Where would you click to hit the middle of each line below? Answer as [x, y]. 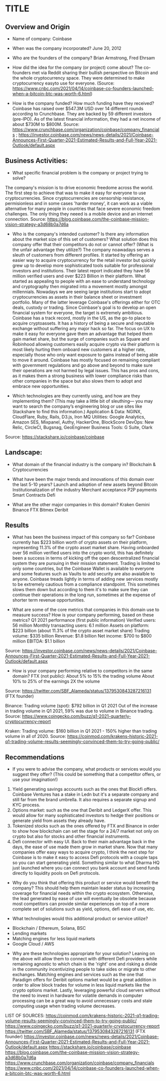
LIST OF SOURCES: [25, 1016]
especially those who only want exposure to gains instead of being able [85, 354]
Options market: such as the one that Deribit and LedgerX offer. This [82, 810]
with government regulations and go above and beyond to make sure [83, 365]
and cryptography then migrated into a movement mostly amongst [80, 286]
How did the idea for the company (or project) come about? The [77, 67]
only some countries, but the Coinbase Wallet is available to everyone [83, 568]
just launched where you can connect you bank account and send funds [86, 868]
